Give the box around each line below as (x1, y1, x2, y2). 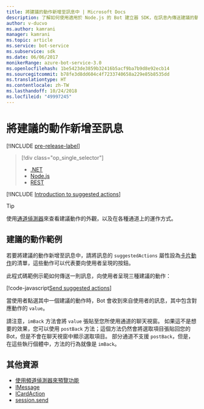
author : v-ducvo (6, 20, 47, 26)
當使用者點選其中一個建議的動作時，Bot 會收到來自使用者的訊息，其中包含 (6, 297, 192, 304)
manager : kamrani (6, 32, 50, 38)
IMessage (15, 383, 40, 391)
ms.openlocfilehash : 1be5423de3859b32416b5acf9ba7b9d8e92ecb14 (6, 65, 170, 72)
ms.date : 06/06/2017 (6, 54, 59, 60)
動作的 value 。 (11, 304, 49, 312)
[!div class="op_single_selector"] (21, 154, 104, 161)
